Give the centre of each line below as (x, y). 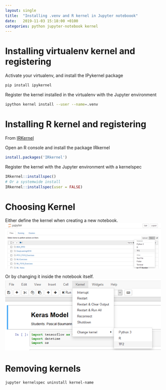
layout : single (21, 10)
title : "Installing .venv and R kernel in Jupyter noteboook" (72, 16)
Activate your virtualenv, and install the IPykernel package (64, 76)
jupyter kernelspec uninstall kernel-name (49, 383)
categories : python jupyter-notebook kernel (52, 26)
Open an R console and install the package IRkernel (58, 147)
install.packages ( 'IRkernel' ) (36, 157)
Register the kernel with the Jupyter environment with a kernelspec (73, 167)
